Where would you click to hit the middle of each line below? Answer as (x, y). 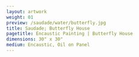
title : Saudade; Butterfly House (48, 28)
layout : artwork (26, 12)
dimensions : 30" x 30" (35, 39)
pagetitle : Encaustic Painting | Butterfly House (70, 34)
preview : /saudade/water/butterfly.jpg (56, 23)
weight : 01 (20, 17)
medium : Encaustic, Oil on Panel (48, 45)
